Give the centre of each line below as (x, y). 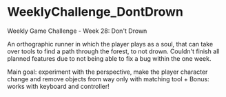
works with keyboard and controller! (59, 86)
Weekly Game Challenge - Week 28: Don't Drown (77, 31)
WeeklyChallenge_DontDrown (95, 12)
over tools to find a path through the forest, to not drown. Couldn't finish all (113, 51)
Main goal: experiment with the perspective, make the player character (107, 72)
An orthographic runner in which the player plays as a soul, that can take (110, 44)
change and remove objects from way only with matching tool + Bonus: (108, 79)
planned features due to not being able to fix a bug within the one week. (109, 58)
